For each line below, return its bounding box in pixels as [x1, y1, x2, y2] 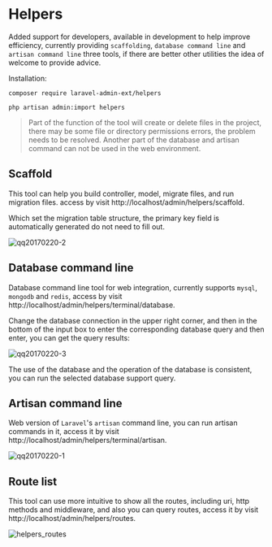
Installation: [8, 73, 47, 83]
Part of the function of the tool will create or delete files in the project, [28, 117, 262, 127]
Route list [8, 475, 58, 488]
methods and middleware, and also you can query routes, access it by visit [8, 505, 259, 514]
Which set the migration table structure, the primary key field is [8, 213, 219, 223]
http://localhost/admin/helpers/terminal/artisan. [8, 436, 167, 445]
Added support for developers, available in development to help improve [8, 32, 251, 41]
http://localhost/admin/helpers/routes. [8, 514, 136, 523]
